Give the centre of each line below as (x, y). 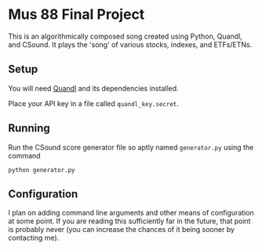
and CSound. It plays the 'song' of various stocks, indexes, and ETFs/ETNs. (130, 44)
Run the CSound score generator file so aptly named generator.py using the (131, 147)
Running (29, 129)
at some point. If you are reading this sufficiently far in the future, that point (129, 221)
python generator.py (42, 170)
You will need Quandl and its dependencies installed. (93, 88)
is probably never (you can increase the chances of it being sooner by (122, 230)
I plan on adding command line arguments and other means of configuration (131, 213)
